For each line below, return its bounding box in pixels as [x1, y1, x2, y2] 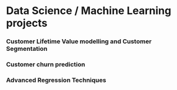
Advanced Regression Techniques [6, 76, 106, 84]
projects [6, 16, 48, 30]
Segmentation [6, 45, 48, 53]
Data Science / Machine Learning [6, 4, 172, 18]
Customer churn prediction [6, 60, 85, 68]
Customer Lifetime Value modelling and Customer [6, 37, 152, 46]
